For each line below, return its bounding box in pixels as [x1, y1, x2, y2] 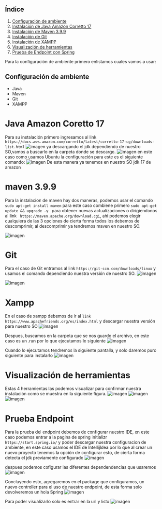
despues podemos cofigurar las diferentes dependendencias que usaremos [5, 464, 156, 470]
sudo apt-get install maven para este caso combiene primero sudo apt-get [5, 203, 157, 208]
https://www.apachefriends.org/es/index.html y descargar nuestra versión [5, 318, 156, 324]
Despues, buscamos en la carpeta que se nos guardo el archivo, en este [5, 333, 149, 339]
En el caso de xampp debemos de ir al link [5, 313, 91, 319]
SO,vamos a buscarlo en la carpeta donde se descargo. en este [5, 149, 152, 154]
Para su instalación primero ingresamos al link [5, 134, 97, 140]
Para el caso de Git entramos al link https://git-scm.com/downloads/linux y [5, 266, 156, 271]
